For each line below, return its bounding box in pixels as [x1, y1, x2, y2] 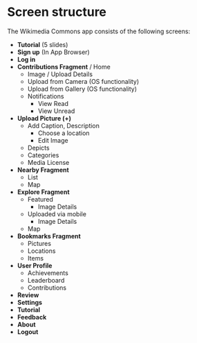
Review [17, 290, 39, 299]
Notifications [27, 91, 64, 100]
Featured [27, 195, 54, 203]
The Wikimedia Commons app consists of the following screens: [7, 27, 191, 35]
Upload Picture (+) [17, 114, 71, 122]
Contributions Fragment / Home [17, 62, 111, 71]
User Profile [17, 261, 53, 270]
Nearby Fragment [17, 166, 69, 174]
